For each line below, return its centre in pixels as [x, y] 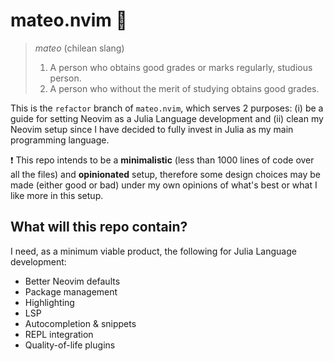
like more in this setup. [57, 195]
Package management [71, 291]
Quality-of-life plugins [70, 345]
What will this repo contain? [99, 227]
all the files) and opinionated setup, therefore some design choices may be [165, 174]
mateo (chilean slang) [79, 48]
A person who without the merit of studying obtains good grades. [184, 88]
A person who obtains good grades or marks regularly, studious [181, 67]
